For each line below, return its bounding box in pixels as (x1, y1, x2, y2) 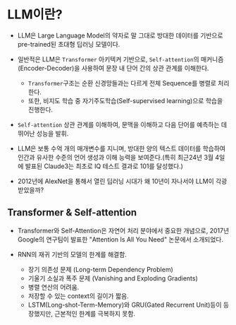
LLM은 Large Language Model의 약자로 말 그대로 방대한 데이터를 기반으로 (17, 31, 223, 40)
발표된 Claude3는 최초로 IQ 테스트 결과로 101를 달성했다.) (25, 162, 183, 170)
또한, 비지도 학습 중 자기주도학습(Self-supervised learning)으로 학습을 (27, 96, 223, 105)
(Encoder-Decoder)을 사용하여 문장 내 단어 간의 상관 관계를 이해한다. (17, 64, 209, 72)
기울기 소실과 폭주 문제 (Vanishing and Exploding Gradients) (27, 273, 199, 283)
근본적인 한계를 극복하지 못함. (54, 309, 136, 318)
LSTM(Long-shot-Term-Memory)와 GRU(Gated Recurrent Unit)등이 (27, 300, 222, 309)
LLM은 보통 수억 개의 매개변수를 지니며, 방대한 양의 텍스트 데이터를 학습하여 (17, 144, 225, 153)
